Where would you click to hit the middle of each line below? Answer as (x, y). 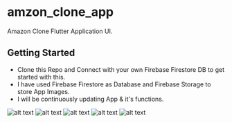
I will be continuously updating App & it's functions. (90, 99)
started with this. (41, 77)
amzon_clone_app (61, 12)
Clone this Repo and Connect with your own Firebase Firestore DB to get (121, 69)
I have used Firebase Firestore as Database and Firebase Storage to (114, 84)
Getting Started (41, 53)
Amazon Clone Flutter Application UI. (60, 31)
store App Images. (43, 91)
